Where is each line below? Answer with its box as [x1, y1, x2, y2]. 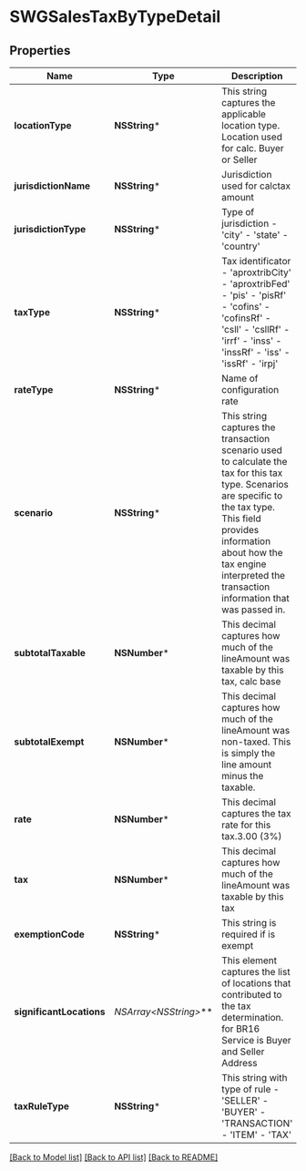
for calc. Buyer [221, 142, 284, 154]
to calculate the [221, 456, 288, 467]
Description [230, 70, 284, 82]
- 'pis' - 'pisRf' [221, 289, 287, 302]
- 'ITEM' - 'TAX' [221, 1128, 291, 1141]
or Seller [221, 153, 258, 166]
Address [221, 1057, 258, 1069]
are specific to [221, 489, 283, 502]
